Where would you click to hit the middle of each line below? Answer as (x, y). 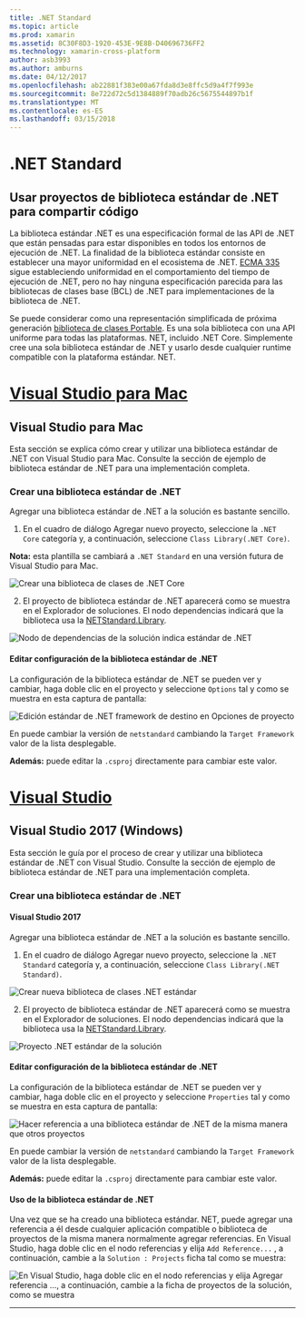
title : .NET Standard (50, 18)
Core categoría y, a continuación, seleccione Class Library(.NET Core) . (156, 539)
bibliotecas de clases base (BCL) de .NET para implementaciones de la (142, 291)
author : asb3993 (40, 60)
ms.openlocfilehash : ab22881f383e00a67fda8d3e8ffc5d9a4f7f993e (132, 85)
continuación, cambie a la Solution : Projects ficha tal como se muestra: (148, 1258)
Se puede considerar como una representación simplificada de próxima (143, 319)
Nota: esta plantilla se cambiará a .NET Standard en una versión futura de (147, 556)
